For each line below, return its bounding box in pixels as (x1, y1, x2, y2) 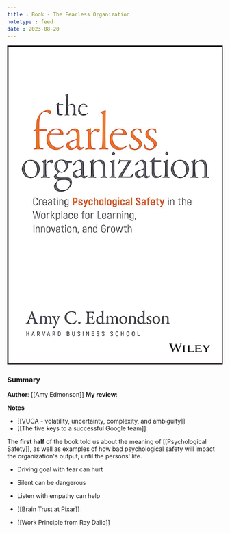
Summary (7, 375, 41, 385)
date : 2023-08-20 (7, 25, 60, 32)
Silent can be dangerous (16, 479, 86, 487)
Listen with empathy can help (16, 492, 101, 500)
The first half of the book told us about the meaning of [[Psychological (7, 438, 207, 446)
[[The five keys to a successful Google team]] (16, 424, 146, 432)
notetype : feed (7, 18, 53, 25)
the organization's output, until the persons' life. (7, 452, 142, 460)
